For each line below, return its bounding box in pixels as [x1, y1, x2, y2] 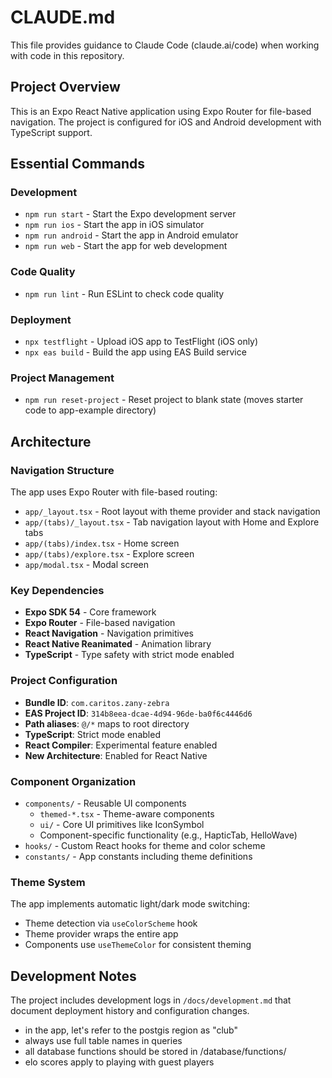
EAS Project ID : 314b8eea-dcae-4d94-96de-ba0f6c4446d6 [24, 707, 253, 719]
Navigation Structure [10, 463, 115, 477]
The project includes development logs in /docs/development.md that [10, 994, 292, 1006]
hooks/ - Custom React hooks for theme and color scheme [24, 839, 266, 851]
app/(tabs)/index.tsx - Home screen [24, 537, 180, 550]
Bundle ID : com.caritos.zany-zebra [24, 696, 170, 708]
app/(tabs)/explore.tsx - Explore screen [24, 548, 195, 560]
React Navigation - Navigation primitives [24, 627, 195, 640]
